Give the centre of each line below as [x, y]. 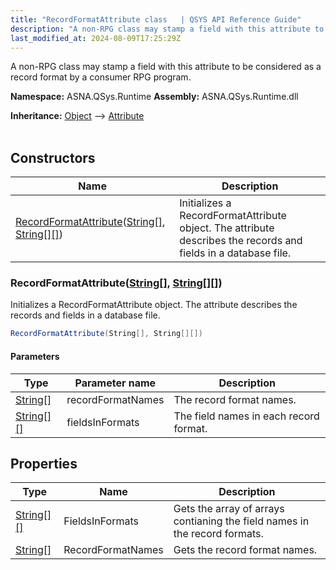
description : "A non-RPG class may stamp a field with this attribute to [167, 29]
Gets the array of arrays [229, 509]
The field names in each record [246, 416]
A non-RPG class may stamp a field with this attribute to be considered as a [166, 67]
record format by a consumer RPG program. [101, 77]
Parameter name [115, 383]
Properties [44, 463]
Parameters [35, 356]
